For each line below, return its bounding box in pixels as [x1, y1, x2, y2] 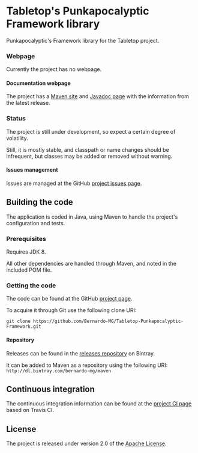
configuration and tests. [6, 219, 65, 226]
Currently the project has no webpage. [6, 66, 102, 73]
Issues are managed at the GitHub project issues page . [6, 180, 142, 187]
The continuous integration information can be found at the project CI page [6, 400, 192, 407]
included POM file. [6, 266, 52, 273]
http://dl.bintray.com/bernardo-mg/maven [6, 367, 112, 374]
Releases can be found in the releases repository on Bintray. [6, 349, 155, 357]
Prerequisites [6, 234, 46, 243]
